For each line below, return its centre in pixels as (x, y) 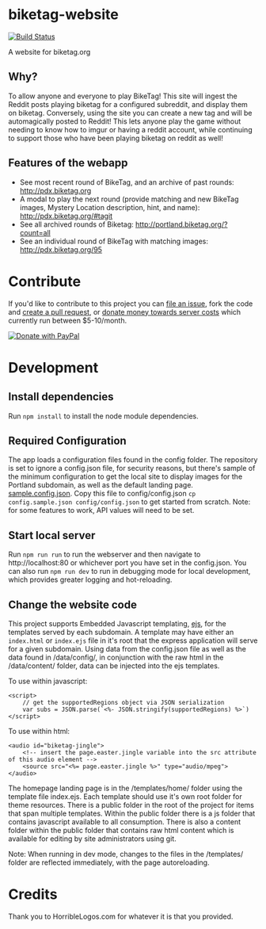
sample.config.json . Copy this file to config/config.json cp (102, 494)
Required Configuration (67, 440)
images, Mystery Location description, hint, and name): (110, 207)
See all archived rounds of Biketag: (77, 224)
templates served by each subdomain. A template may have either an (121, 632)
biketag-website (63, 15)
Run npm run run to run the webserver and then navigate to (104, 554)
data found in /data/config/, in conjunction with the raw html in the (116, 657)
